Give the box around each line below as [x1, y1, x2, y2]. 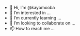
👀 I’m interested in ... [9, 10, 51, 16]
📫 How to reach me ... [9, 26, 55, 31]
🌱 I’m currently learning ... [9, 15, 62, 20]
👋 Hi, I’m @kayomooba [9, 5, 55, 10]
